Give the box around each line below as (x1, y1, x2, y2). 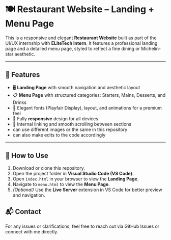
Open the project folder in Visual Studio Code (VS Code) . (12, 170, 134, 176)
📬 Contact (5, 207, 41, 216)
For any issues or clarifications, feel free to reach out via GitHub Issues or (5, 223, 160, 229)
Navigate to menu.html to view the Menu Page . (12, 181, 110, 187)
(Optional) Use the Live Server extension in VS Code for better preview (12, 186, 162, 193)
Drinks (12, 99, 27, 105)
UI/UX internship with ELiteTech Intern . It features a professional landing (5, 40, 158, 46)
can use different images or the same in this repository (12, 126, 128, 132)
